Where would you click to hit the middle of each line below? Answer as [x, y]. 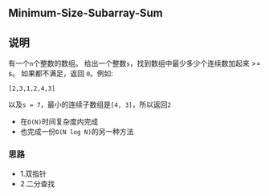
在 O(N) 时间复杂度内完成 [59, 122]
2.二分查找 [37, 183]
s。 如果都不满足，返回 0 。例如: [61, 73]
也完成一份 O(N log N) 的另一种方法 [77, 132]
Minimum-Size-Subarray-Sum [86, 13]
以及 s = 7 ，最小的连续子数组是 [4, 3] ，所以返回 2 [90, 104]
